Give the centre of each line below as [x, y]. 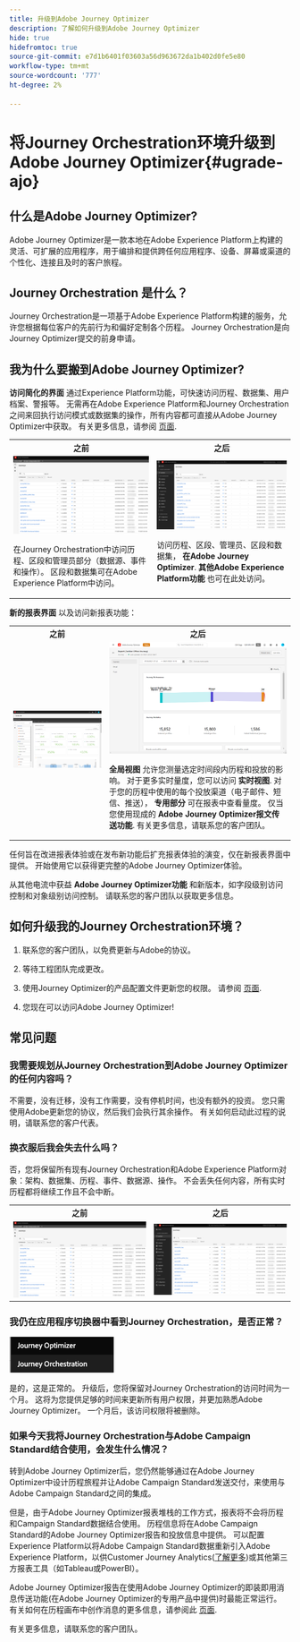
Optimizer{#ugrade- [206, 162]
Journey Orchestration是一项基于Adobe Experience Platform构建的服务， [144, 316]
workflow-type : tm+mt [50, 66]
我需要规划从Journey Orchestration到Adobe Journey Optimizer [149, 1065]
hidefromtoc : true [43, 47]
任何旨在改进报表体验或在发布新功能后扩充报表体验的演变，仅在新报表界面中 [150, 854]
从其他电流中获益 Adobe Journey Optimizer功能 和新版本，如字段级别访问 [146, 885]
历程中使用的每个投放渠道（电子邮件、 [203, 791]
